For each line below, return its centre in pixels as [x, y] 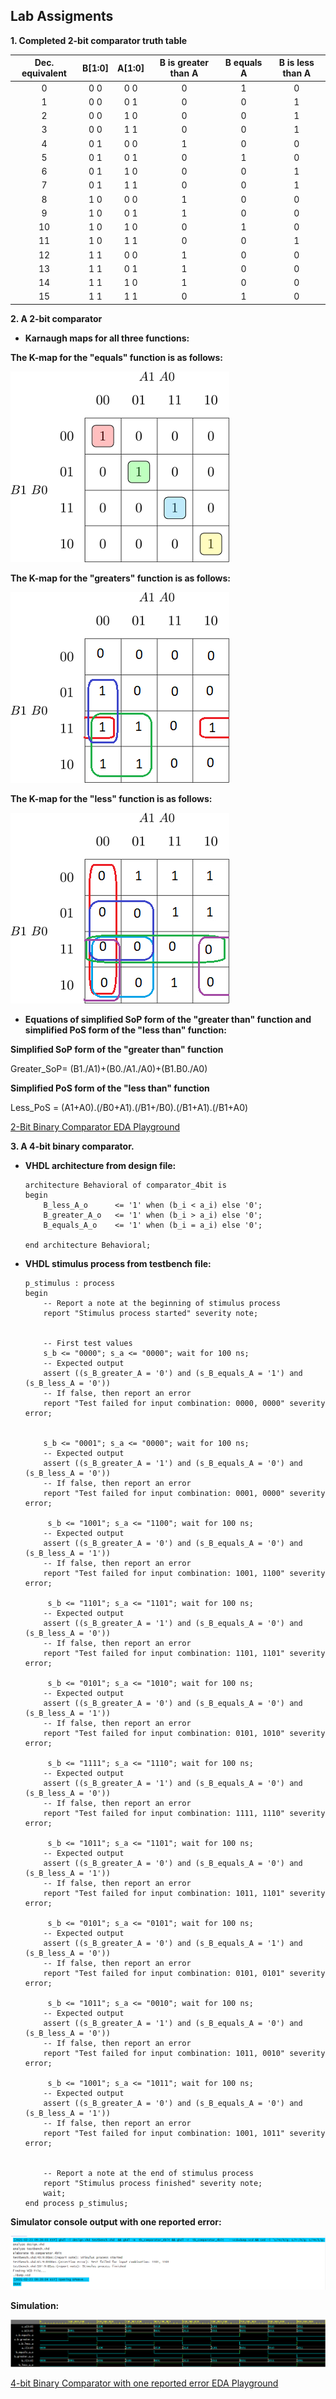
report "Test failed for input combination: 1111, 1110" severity [184, 1813]
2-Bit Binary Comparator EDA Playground [95, 1126]
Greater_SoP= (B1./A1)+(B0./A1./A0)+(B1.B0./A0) [109, 1068]
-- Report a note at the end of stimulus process [148, 2173]
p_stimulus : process [69, 1283]
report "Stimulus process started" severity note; [151, 1313]
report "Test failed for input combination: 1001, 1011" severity [184, 2133]
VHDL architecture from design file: [100, 1165]
